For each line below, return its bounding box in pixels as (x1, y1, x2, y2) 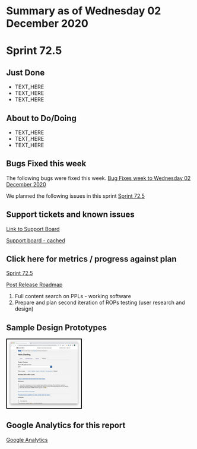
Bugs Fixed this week (6, 159, 87, 169)
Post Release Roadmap (6, 281, 63, 289)
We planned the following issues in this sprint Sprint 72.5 (6, 192, 145, 200)
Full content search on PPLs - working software (14, 293, 132, 300)
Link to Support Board (6, 225, 60, 232)
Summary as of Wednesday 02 (6, 4, 161, 18)
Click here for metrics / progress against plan (6, 254, 177, 264)
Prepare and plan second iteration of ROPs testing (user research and (14, 299, 185, 306)
